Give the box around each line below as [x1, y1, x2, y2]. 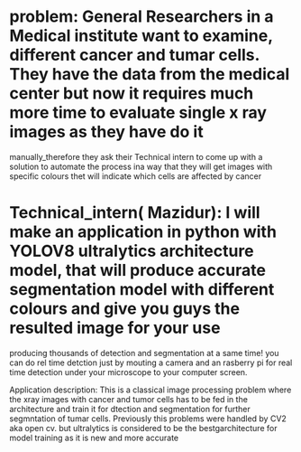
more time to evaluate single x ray [9, 102, 268, 123]
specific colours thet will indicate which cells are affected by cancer [9, 170, 262, 182]
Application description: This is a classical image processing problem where [9, 384, 292, 395]
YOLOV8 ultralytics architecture [9, 241, 254, 261]
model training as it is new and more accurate [9, 432, 178, 443]
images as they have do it [9, 122, 205, 142]
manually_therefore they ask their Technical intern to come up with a [9, 151, 263, 162]
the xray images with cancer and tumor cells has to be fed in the [9, 393, 248, 404]
